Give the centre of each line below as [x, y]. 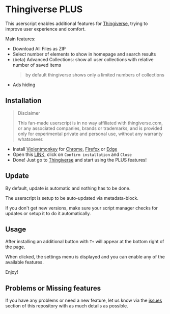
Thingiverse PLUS [44, 9]
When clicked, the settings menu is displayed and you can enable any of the [85, 257]
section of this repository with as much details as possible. [67, 306]
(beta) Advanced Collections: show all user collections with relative [83, 59]
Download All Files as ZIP [39, 48]
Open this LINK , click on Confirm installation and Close [72, 154]
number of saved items [37, 65]
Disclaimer [29, 113]
